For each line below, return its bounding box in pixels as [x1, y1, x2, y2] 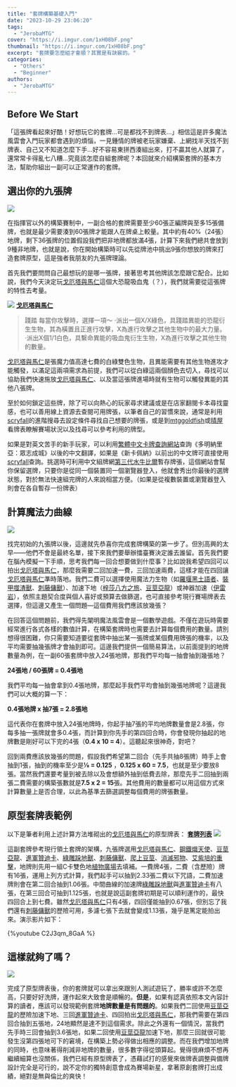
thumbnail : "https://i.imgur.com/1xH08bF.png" [7, 43, 146, 50]
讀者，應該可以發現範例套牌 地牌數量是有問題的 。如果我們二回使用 [19, 1002, 211, 1010]
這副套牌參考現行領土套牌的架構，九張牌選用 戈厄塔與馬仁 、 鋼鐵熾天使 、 [7, 845, 216, 853]
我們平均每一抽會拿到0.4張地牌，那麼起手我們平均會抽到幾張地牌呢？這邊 [7, 681, 220, 689]
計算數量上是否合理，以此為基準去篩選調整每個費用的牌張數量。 [7, 787, 192, 795]
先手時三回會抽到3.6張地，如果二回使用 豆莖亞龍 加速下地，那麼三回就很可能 [7, 1028, 226, 1036]
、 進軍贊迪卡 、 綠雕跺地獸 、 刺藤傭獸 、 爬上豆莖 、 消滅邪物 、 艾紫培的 [20, 853, 216, 861]
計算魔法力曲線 [7, 507, 72, 519]
